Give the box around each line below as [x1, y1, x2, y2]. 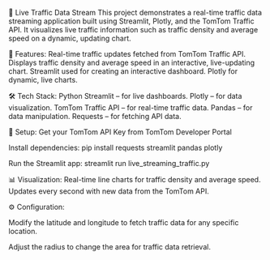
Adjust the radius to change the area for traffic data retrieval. [8, 242, 211, 251]
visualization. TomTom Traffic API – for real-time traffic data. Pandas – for [8, 103, 253, 113]
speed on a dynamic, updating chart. [8, 33, 131, 43]
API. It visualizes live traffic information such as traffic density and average [8, 25, 259, 34]
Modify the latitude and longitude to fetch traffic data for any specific [8, 218, 239, 227]
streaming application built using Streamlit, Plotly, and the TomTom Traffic [8, 16, 255, 26]
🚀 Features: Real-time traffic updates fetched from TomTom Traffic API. [8, 49, 246, 58]
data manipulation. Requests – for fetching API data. [8, 112, 182, 121]
